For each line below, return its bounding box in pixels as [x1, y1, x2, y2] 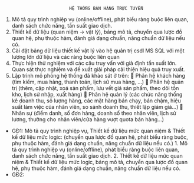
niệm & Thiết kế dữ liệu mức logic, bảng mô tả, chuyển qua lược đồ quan [11, 159, 188, 165]
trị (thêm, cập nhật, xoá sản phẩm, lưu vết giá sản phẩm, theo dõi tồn [11, 85, 179, 91]
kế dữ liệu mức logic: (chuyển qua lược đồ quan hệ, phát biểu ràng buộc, [11, 134, 189, 141]
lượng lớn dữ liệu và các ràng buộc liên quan [11, 54, 120, 60]
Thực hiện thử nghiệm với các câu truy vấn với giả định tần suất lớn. [11, 59, 177, 66]
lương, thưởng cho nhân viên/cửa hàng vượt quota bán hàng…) [11, 116, 164, 123]
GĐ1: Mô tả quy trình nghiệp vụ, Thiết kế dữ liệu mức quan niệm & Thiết [11, 127, 185, 134]
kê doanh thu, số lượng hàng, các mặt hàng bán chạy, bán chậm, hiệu [11, 97, 181, 104]
